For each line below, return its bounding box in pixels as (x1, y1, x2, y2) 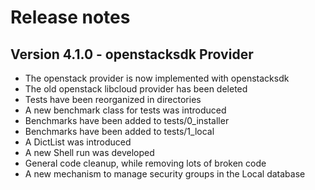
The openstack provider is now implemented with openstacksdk (24, 72, 290, 84)
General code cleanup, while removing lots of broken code (24, 157, 267, 169)
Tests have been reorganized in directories (24, 94, 202, 105)
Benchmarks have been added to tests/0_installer (24, 115, 230, 126)
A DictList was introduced (24, 136, 132, 148)
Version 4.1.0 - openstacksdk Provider (10, 46, 254, 63)
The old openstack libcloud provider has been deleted (24, 83, 248, 95)
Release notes (10, 6, 131, 29)
